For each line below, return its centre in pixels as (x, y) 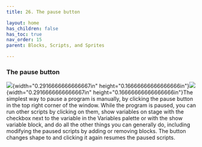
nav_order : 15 (24, 40)
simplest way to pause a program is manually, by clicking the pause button (100, 99)
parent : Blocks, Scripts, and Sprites (55, 46)
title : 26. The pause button (43, 12)
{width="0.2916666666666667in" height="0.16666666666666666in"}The (100, 92)
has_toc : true (24, 34)
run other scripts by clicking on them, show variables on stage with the (95, 112)
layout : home (23, 23)
